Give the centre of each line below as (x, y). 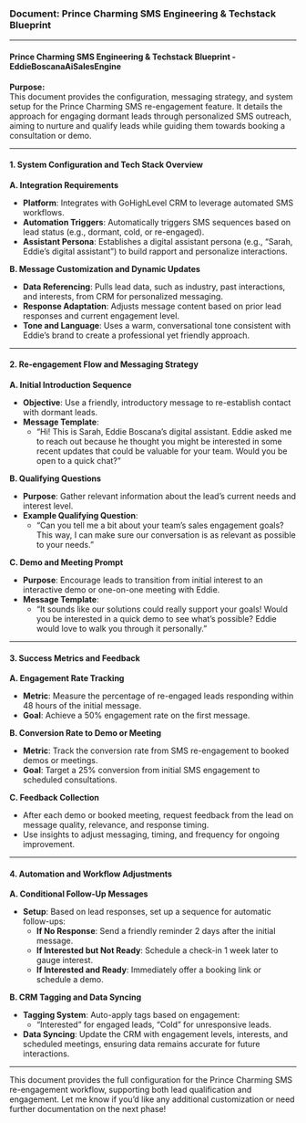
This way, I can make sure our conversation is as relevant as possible (166, 535)
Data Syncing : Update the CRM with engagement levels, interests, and (155, 1034)
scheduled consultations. (70, 780)
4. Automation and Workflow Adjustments (91, 874)
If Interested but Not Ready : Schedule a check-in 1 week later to (157, 950)
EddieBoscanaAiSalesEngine (65, 66)
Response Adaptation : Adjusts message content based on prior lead (152, 306)
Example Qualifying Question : (80, 515)
